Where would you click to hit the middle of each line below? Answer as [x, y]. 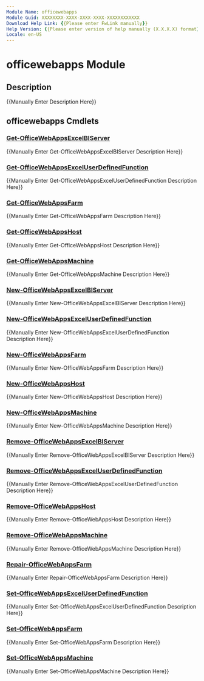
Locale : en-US [24, 35]
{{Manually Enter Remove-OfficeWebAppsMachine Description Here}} [94, 548]
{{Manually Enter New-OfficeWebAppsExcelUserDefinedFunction [88, 332]
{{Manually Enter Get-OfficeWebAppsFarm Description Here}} [83, 216]
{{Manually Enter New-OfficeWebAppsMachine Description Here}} [89, 426]
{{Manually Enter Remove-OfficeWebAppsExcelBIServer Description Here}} [100, 455]
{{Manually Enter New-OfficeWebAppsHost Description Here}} [84, 397]
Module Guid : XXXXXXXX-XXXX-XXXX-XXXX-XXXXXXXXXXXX [73, 18]
